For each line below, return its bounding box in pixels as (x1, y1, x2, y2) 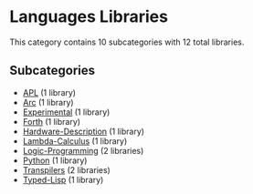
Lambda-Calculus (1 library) (22, 135, 128, 147)
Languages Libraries (9, 6, 169, 27)
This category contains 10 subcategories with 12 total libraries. (9, 36, 245, 47)
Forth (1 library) (22, 116, 80, 127)
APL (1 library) (22, 87, 76, 97)
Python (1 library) (22, 155, 88, 166)
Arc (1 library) (22, 97, 75, 107)
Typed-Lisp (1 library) (22, 174, 104, 185)
